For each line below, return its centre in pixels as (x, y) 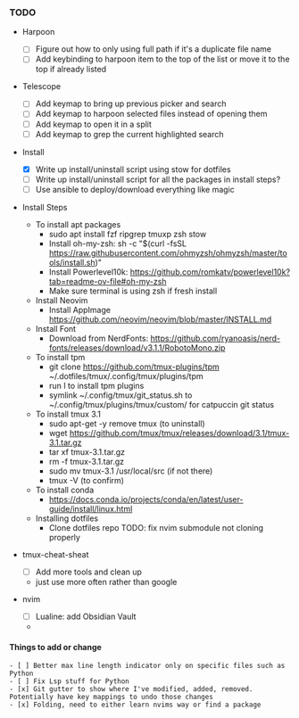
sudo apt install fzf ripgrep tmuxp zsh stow (128, 234)
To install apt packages (78, 224)
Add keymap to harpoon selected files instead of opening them (151, 114)
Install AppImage (80, 309)
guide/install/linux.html (91, 508)
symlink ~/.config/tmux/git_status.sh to (120, 395)
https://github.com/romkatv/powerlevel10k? (210, 272)
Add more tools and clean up (89, 572)
